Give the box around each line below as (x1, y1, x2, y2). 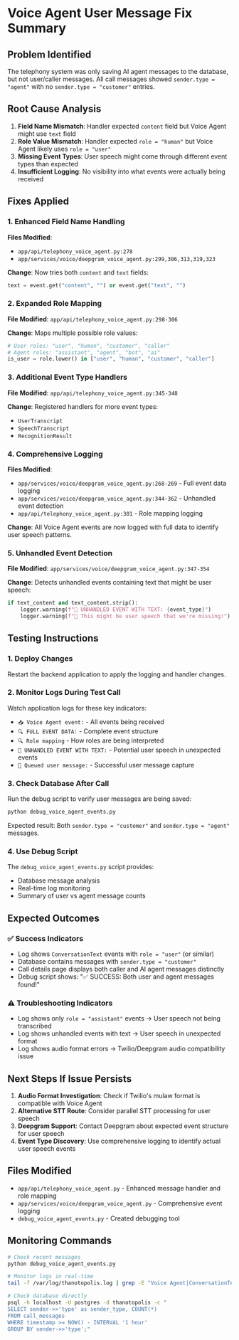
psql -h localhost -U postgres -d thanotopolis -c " (7, 1299, 167, 1307)
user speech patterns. (7, 530, 73, 538)
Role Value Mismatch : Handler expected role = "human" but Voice (17, 137, 213, 145)
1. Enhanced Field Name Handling (7, 217, 125, 227)
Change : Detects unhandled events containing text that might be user (7, 578, 212, 587)
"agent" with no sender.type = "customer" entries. (7, 83, 155, 90)
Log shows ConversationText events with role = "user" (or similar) (17, 950, 215, 958)
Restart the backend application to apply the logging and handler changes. (7, 670, 226, 679)
